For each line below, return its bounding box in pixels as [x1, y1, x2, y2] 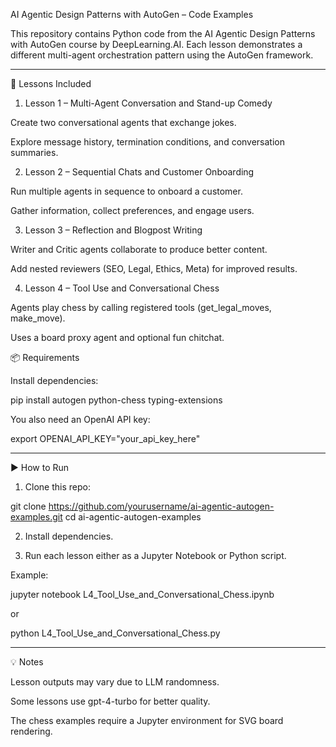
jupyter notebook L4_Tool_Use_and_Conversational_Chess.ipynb [10, 589, 275, 600]
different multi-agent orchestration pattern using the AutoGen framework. [10, 49, 314, 61]
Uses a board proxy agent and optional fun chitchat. [10, 332, 225, 343]
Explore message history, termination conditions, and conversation [10, 136, 286, 148]
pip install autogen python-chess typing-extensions [10, 394, 223, 406]
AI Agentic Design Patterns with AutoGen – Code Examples [10, 9, 254, 20]
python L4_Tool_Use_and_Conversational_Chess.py [10, 627, 221, 639]
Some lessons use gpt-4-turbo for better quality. [10, 695, 211, 707]
